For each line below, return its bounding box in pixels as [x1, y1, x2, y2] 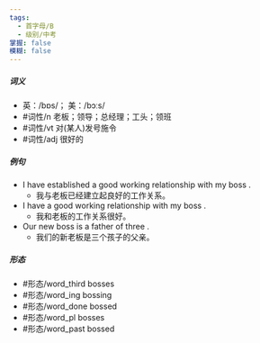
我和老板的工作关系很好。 [35, 211, 131, 221]
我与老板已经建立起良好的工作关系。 [35, 190, 171, 201]
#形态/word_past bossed [22, 323, 115, 334]
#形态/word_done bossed [22, 301, 118, 311]
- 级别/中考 [17, 30, 57, 39]
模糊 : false [9, 47, 51, 56]
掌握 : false [9, 38, 51, 48]
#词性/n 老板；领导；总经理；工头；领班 [22, 112, 172, 122]
